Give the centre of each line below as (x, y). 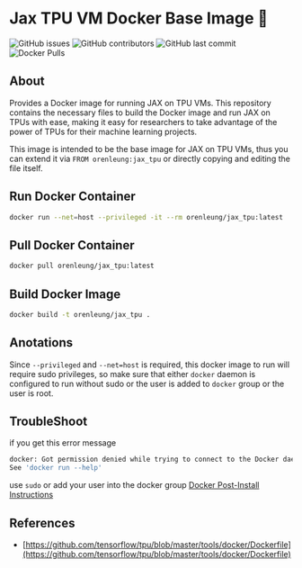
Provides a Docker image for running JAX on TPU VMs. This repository (140, 103)
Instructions (31, 495)
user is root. (31, 393)
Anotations (41, 343)
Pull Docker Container (72, 245)
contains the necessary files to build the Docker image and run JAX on (140, 113)
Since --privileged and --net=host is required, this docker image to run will (150, 365)
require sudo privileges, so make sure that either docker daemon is (133, 374)
